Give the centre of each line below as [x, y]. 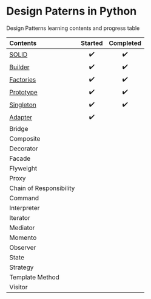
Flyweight [23, 168]
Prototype [23, 93]
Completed [125, 43]
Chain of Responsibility [42, 188]
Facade [20, 158]
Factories [23, 80]
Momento [23, 237]
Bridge [19, 128]
